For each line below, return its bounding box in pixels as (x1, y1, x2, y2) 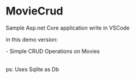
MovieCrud (5, 4, 64, 18)
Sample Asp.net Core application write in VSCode (5, 24, 130, 31)
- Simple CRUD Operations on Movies (5, 47, 100, 55)
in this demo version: (5, 36, 58, 43)
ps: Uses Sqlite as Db (5, 65, 59, 73)
